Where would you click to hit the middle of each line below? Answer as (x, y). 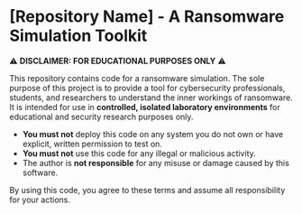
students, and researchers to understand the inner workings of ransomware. (151, 98)
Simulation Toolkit (78, 36)
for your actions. (40, 200)
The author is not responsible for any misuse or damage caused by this (156, 163)
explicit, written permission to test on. (92, 144)
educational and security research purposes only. (101, 116)
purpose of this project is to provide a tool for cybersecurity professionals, (147, 88)
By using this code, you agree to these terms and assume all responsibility (147, 190)
